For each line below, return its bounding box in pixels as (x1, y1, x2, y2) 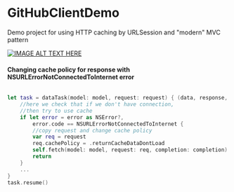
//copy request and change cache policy (32, 127, 152, 134)
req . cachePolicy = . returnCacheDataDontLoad (32, 140, 165, 147)
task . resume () (7, 179, 49, 186)
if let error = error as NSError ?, (20, 114, 124, 121)
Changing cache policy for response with (7, 65, 130, 74)
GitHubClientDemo (7, 5, 119, 21)
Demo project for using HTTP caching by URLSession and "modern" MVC (7, 28, 221, 36)
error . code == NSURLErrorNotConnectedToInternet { (32, 121, 184, 128)
